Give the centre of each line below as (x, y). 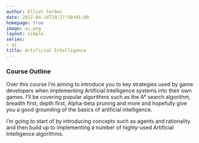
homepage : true (25, 23)
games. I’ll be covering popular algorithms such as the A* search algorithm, (98, 97)
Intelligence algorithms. (35, 134)
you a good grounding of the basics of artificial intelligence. (79, 110)
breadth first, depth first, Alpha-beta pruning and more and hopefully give (97, 103)
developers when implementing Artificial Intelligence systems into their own (99, 91)
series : (16, 39)
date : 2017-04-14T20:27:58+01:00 (48, 17)
